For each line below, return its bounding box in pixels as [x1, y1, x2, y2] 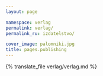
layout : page [5, 8, 38, 15]
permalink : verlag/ [5, 25, 54, 31]
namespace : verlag [5, 19, 51, 26]
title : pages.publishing [5, 47, 67, 53]
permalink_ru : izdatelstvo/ [5, 30, 75, 36]
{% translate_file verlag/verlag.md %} [5, 63, 98, 70]
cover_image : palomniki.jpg [5, 41, 75, 47]
